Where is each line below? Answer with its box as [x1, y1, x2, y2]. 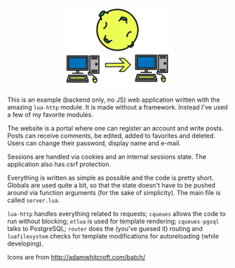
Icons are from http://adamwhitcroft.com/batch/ [7, 253, 146, 262]
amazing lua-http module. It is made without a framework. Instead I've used [7, 103, 228, 112]
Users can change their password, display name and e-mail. [7, 139, 181, 147]
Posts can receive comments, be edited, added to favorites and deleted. [7, 132, 216, 140]
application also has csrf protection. [7, 160, 112, 168]
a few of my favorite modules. [7, 111, 93, 119]
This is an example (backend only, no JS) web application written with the [7, 95, 221, 104]
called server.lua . [7, 196, 60, 205]
